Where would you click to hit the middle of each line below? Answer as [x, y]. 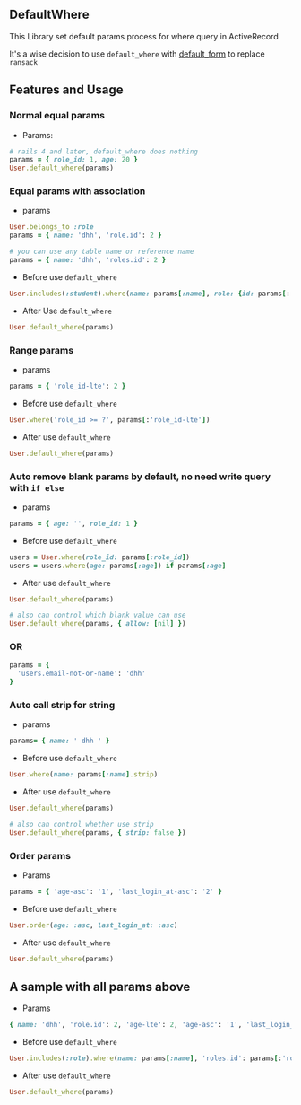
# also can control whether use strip [82, 824]
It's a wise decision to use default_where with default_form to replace [138, 54]
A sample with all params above [100, 987]
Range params [42, 350]
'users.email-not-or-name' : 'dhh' [82, 674]
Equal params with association [77, 191]
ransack [24, 62]
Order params [40, 855]
